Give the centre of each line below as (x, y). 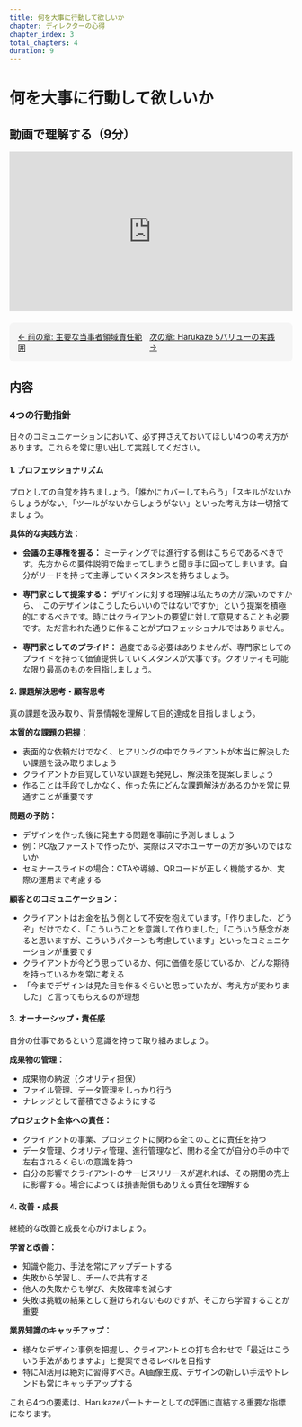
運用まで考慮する (70, 879)
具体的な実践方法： (45, 533)
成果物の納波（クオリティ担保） (81, 1078)
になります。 (33, 1414)
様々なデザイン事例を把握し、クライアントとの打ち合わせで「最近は (148, 1350)
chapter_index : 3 (42, 34)
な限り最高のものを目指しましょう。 (89, 669)
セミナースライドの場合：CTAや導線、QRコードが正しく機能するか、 (150, 868)
